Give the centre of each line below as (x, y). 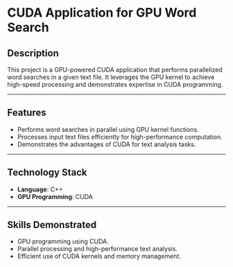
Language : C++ (40, 189)
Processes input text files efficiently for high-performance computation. (120, 137)
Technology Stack (47, 172)
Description (33, 53)
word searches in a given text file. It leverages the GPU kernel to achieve (111, 77)
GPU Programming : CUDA (55, 196)
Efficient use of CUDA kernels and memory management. (99, 256)
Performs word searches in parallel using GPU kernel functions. (108, 129)
